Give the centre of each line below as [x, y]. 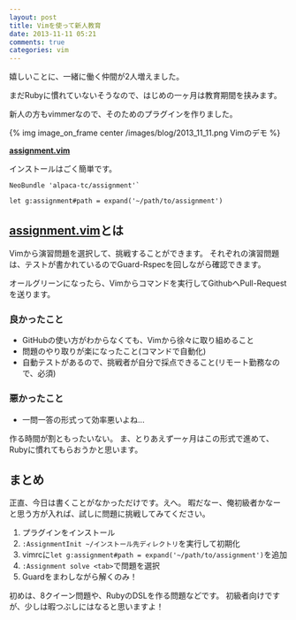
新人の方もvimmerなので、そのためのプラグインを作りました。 [123, 114]
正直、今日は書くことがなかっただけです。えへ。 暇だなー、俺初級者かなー [145, 503]
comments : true [37, 42]
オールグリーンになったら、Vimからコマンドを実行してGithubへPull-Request [148, 283]
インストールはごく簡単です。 [63, 169]
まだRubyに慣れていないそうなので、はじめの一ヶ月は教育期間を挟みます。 [146, 96]
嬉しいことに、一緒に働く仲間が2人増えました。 [97, 77]
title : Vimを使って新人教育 [55, 26]
